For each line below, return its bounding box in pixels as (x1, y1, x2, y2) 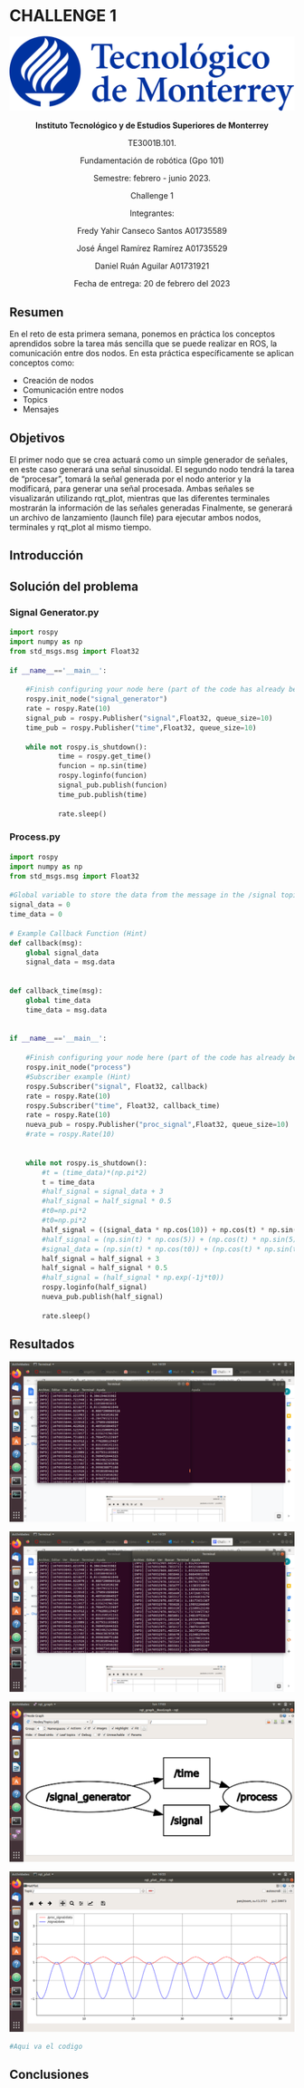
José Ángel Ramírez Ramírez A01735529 (76, 243, 228, 254)
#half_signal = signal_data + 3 (42, 1187, 165, 1197)
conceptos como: (9, 357, 75, 368)
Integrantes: (129, 208, 175, 219)
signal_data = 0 (9, 900, 71, 909)
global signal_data (25, 948, 100, 957)
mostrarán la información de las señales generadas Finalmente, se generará (9, 502, 293, 513)
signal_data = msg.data (25, 957, 116, 966)
